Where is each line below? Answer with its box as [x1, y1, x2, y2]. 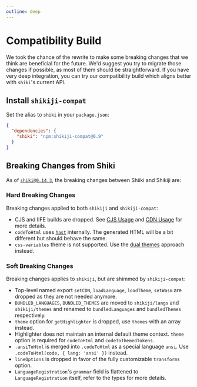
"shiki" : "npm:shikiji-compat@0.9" [16, 134, 104, 140]
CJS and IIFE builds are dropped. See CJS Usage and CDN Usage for [14, 216, 183, 223]
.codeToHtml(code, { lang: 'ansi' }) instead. [14, 349, 128, 356]
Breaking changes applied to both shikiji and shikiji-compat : [6, 204, 158, 211]
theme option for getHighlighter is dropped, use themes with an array [14, 318, 181, 325]
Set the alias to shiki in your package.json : [6, 111, 109, 118]
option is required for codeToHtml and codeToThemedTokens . [14, 337, 155, 344]
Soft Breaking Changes [6, 262, 74, 270]
